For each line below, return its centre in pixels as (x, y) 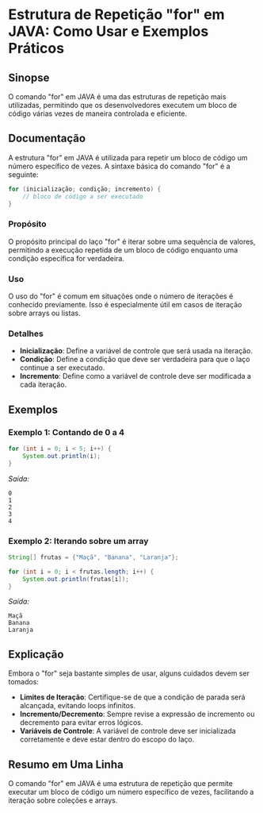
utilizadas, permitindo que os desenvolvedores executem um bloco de (123, 105)
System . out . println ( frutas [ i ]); (76, 579)
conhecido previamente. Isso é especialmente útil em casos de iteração (125, 305)
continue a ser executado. (62, 368)
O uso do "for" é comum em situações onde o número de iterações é (121, 296)
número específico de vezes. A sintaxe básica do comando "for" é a (120, 166)
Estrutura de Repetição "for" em (116, 15)
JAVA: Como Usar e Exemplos (109, 31)
